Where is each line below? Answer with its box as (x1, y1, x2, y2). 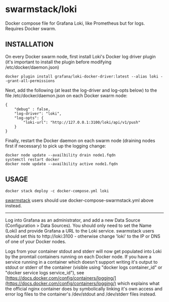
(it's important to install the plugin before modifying (5, 59, 112, 65)
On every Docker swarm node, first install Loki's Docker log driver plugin (5, 53, 156, 59)
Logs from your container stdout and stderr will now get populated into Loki (5, 248, 162, 254)
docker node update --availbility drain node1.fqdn (5, 153, 116, 158)
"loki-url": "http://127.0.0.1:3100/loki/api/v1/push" (23, 120, 141, 125)
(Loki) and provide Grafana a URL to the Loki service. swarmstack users (5, 228, 154, 234)
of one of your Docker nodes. (5, 238, 66, 245)
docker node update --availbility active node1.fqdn (5, 161, 118, 167)
